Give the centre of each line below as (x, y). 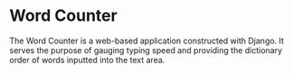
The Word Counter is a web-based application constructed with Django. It (147, 41)
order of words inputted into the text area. (87, 60)
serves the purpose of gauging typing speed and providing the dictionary (146, 50)
